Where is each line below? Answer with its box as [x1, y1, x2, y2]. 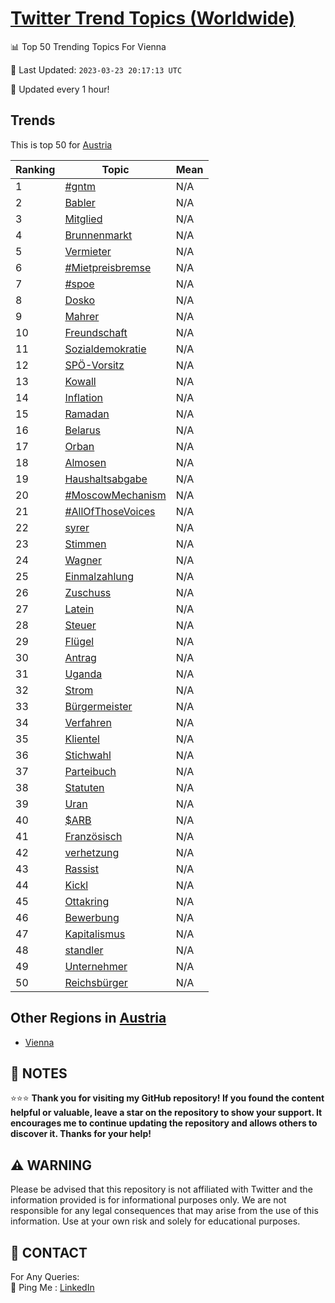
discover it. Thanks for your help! [10, 1128, 152, 1140]
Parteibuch [64, 764, 117, 778]
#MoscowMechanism [64, 488, 167, 502]
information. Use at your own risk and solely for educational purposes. [10, 1215, 301, 1227]
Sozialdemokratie [64, 342, 147, 356]
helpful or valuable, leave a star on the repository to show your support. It [10, 1107, 323, 1119]
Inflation [64, 390, 104, 404]
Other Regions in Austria [10, 1010, 167, 1027]
